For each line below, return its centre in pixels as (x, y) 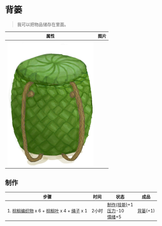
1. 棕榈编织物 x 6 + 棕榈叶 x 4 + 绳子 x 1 (47, 210)
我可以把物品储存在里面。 (43, 24)
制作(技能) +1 (120, 205)
